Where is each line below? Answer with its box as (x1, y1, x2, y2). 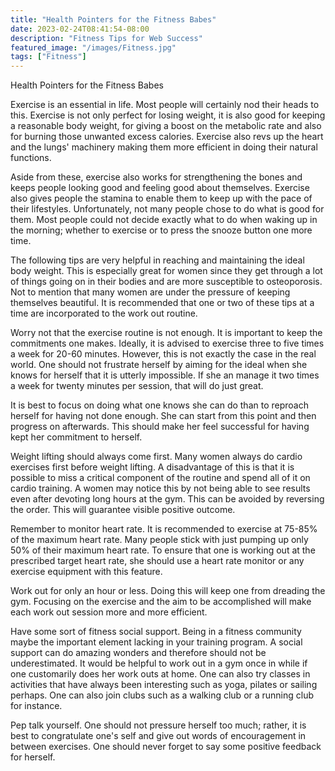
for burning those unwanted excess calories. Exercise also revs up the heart (10, 131, 324, 143)
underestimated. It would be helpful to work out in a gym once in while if (10, 657, 308, 670)
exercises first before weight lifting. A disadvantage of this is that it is (10, 461, 295, 473)
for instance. (10, 700, 63, 712)
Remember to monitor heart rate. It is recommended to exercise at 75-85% (10, 523, 318, 535)
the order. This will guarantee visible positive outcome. (10, 504, 236, 516)
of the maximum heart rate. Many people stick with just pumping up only (10, 534, 309, 546)
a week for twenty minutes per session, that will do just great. (10, 380, 264, 392)
